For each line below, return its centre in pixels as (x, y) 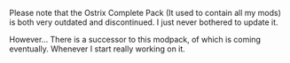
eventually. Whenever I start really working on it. (98, 49)
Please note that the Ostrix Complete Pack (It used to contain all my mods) (145, 13)
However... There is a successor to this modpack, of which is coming (135, 39)
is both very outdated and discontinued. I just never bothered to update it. (144, 22)
